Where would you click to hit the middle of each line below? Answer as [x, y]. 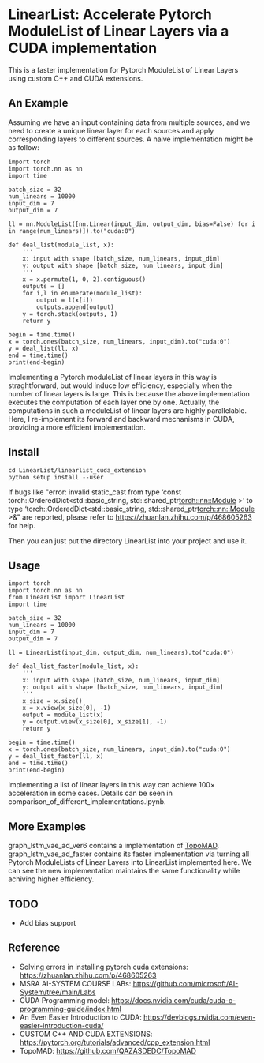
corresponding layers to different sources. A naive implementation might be [131, 139]
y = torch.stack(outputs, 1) [70, 314]
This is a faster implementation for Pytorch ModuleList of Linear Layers [123, 69]
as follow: [24, 147]
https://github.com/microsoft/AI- [186, 983]
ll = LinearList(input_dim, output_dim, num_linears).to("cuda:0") [121, 653]
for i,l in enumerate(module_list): [83, 293]
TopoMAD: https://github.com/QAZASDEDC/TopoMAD [108, 1050]
